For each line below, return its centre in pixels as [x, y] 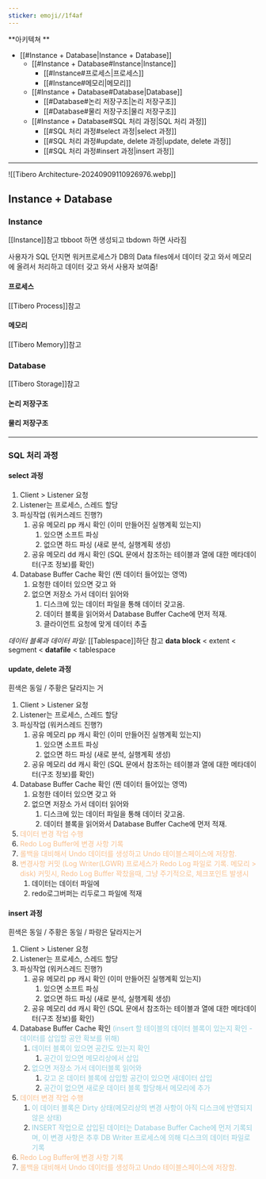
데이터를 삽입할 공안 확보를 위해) [70, 1038]
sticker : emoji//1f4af [46, 15]
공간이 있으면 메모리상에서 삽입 [91, 1058]
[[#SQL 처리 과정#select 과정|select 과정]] [110, 131]
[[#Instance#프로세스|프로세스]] [93, 73]
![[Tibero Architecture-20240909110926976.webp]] [92, 174]
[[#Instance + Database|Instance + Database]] [95, 55]
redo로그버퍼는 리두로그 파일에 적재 [87, 893]
